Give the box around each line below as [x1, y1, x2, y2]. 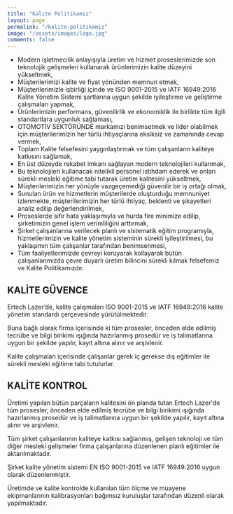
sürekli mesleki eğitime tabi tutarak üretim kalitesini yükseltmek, [17, 174, 202, 183]
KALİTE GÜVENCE [7, 284, 89, 296]
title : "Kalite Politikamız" [7, 10, 92, 18]
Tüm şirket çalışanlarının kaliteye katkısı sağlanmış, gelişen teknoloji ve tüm [7, 434, 224, 443]
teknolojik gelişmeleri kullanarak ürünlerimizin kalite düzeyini [17, 63, 192, 71]
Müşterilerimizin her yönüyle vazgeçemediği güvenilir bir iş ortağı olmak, [17, 182, 227, 190]
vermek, [17, 137, 42, 146]
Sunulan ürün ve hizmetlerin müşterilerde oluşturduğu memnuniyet [17, 190, 210, 198]
